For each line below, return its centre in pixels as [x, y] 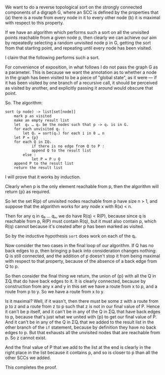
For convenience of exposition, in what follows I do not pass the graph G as [82, 67]
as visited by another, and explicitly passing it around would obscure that [79, 88]
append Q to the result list [61, 151]
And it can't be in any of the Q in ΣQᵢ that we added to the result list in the [80, 322]
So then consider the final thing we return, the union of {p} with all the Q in [81, 276]
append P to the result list [44, 163]
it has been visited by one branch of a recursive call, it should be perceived [81, 83]
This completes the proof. [31, 367]
